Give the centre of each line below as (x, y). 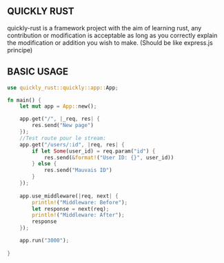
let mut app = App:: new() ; (58, 106)
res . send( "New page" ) (63, 126)
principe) (20, 50)
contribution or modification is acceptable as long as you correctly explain (112, 35)
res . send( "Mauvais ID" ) (78, 171)
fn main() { (24, 100)
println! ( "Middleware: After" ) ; (79, 215)
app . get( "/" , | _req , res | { (60, 119)
